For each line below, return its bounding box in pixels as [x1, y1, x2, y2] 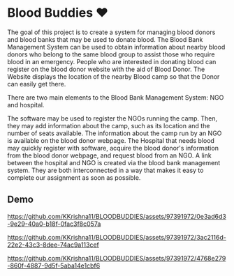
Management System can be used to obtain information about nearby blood [7, 43, 226, 51]
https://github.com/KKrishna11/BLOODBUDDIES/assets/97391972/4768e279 [7, 254, 226, 262]
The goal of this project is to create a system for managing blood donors [7, 28, 216, 36]
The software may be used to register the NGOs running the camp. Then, [7, 114, 218, 123]
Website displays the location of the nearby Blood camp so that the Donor [7, 72, 220, 81]
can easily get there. [7, 79, 66, 88]
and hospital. [7, 100, 45, 109]
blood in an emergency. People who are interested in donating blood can [7, 57, 217, 66]
